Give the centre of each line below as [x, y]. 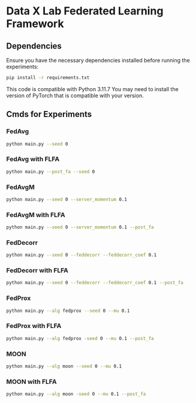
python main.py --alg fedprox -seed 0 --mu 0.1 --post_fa [80, 338]
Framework [35, 24]
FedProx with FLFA [34, 326]
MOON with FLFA [31, 381]
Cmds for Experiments [49, 114]
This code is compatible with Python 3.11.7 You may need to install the [92, 89]
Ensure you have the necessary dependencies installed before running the [98, 60]
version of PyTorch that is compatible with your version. [75, 95]
